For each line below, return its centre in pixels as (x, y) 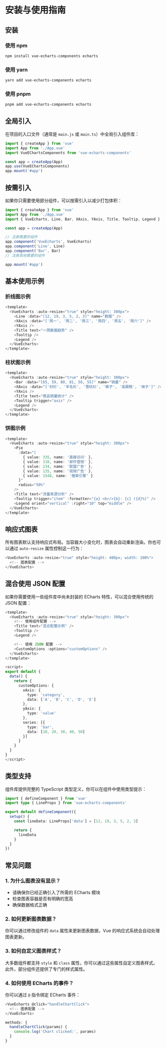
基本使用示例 (25, 281)
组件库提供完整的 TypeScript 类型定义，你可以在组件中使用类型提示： (76, 789)
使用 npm (17, 45)
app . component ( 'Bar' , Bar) (33, 251)
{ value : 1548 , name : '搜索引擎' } (58, 476)
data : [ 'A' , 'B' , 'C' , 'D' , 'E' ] (62, 699)
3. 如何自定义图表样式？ (33, 951)
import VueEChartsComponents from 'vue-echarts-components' (68, 153)
